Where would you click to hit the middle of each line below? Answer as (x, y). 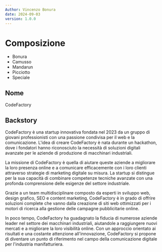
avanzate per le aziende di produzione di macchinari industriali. (69, 153)
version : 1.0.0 (21, 19)
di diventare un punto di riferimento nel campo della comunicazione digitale (81, 239)
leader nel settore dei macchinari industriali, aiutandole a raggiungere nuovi (81, 223)
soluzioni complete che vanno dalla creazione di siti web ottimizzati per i (78, 203)
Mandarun (23, 67)
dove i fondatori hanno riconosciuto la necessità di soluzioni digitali (73, 147)
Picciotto (21, 72)
